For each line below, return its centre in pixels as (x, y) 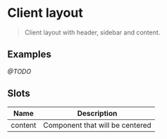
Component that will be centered (97, 125)
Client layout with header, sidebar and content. (92, 32)
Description (97, 113)
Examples (29, 54)
